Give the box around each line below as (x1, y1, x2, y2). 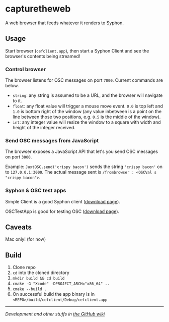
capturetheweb (5, 3, 71, 15)
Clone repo (12, 264, 36, 271)
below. (5, 83, 19, 89)
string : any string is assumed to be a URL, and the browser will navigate (12, 92, 163, 98)
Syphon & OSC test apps (5, 187, 66, 194)
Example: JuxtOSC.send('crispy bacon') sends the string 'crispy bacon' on (5, 164, 162, 170)
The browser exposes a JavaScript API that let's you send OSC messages (5, 148, 158, 154)
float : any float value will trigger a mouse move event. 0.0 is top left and (12, 103, 163, 109)
